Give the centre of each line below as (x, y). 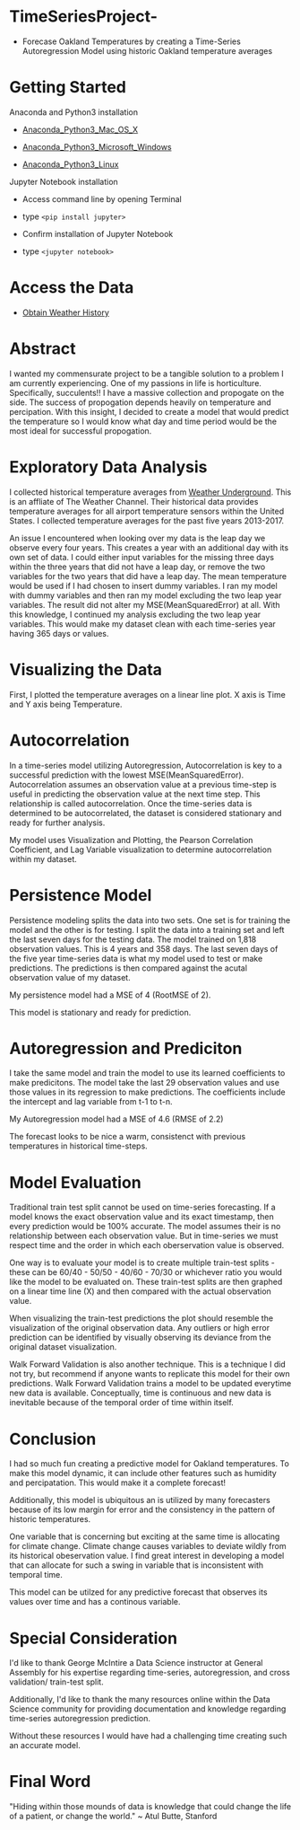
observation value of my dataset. (70, 977)
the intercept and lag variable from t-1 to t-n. (91, 1102)
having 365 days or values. (59, 633)
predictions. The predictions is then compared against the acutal (129, 968)
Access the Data (72, 288)
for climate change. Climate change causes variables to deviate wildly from (148, 1546)
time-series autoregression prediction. (80, 1719)
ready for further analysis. (57, 823)
